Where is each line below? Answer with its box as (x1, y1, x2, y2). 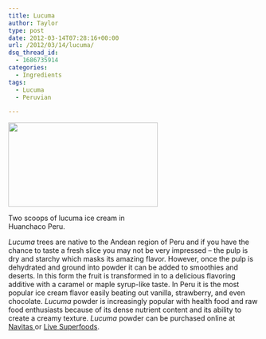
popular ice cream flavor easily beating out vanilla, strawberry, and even (8, 288, 245, 298)
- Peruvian (15, 93, 52, 101)
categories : (8, 64, 48, 72)
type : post (8, 26, 45, 34)
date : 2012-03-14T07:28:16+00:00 (8, 34, 119, 42)
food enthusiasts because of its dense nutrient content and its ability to (8, 305, 241, 315)
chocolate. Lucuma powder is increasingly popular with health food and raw (8, 297, 258, 306)
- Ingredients (15, 71, 62, 79)
